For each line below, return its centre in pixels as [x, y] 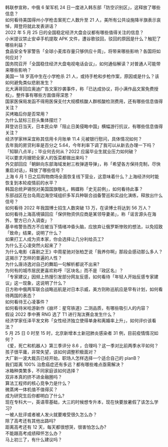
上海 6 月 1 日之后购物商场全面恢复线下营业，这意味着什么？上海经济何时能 [82, 176]
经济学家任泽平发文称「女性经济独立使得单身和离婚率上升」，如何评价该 [78, 320]
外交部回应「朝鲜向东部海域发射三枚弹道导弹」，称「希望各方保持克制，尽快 [83, 164]
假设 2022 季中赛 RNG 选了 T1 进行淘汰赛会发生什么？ [61, 314]
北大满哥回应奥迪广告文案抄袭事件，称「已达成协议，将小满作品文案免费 [79, 89]
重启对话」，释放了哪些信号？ [35, 170]
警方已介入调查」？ [33, 220]
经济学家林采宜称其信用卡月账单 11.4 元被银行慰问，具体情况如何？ [74, 139]
